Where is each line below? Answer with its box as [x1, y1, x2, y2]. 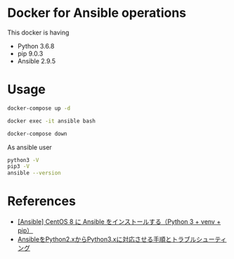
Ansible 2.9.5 [17, 56, 56, 65]
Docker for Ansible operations [7, 5, 186, 21]
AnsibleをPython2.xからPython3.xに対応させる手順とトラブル [17, 235, 197, 244]
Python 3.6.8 [17, 42, 55, 50]
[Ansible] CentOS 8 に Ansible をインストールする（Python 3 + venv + [17, 217, 221, 226]
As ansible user [7, 143, 53, 151]
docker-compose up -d [7, 104, 71, 112]
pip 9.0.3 [17, 49, 44, 58]
